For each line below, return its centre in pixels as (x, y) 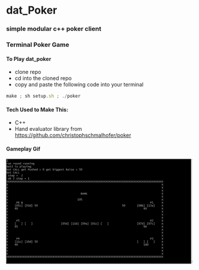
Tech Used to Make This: (37, 110)
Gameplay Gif (23, 149)
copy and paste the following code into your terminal (79, 85)
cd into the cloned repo (43, 78)
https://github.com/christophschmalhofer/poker (73, 135)
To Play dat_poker (29, 59)
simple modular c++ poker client (54, 29)
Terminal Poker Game (38, 45)
